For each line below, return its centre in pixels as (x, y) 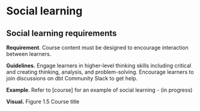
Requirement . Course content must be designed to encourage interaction (97, 47)
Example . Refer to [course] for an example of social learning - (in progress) (99, 90)
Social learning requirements (62, 33)
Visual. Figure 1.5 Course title (43, 101)
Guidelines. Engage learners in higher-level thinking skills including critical (99, 65)
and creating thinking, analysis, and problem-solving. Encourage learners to (100, 72)
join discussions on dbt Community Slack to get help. (72, 78)
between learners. (29, 54)
